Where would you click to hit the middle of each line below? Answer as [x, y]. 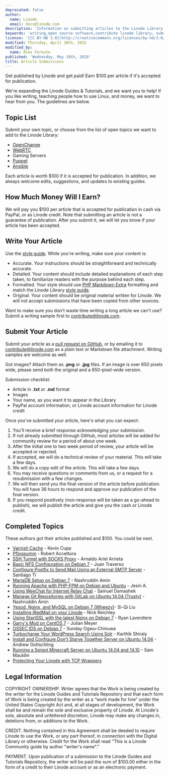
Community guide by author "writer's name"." [52, 747]
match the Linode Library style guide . [51, 290]
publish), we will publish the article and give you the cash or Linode [82, 505]
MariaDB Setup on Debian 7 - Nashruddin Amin [61, 580]
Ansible [20, 166]
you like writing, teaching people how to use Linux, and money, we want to [82, 96]
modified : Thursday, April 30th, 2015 [46, 43]
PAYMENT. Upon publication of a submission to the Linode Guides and [78, 756]
